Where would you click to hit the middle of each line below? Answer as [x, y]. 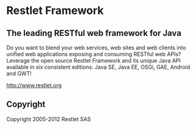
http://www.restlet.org [34, 85]
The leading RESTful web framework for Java [94, 33]
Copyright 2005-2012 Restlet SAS [49, 119]
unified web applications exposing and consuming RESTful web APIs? [94, 54]
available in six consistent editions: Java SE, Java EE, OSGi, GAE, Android [98, 67]
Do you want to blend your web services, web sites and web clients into [96, 47]
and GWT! [19, 73]
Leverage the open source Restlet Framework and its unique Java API [94, 61]
